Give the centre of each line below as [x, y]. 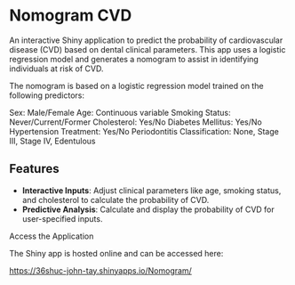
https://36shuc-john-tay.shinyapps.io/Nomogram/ [101, 270]
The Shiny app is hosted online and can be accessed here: [116, 253]
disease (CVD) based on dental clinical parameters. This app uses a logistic [147, 49]
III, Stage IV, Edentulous [52, 141]
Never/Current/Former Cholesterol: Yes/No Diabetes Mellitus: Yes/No [136, 122]
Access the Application [52, 236]
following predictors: [47, 95]
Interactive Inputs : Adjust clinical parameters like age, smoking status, [151, 190]
